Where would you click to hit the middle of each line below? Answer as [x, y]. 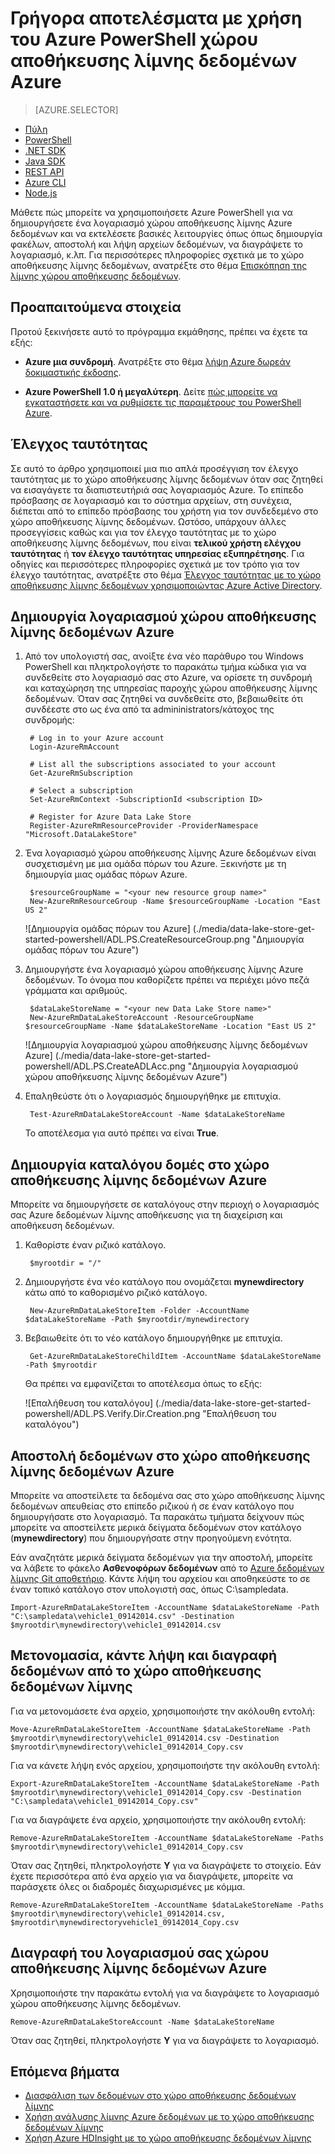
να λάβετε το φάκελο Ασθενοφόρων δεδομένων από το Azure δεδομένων [167, 1568]
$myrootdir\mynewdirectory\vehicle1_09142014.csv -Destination [145, 1738]
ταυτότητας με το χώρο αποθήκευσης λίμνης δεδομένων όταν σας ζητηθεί [167, 479]
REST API [44, 171]
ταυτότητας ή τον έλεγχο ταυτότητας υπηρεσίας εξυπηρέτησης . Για [157, 553]
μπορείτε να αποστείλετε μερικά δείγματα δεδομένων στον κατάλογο [156, 1527]
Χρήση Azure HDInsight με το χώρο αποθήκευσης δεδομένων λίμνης [168, 2138]
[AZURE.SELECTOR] [76, 109]
